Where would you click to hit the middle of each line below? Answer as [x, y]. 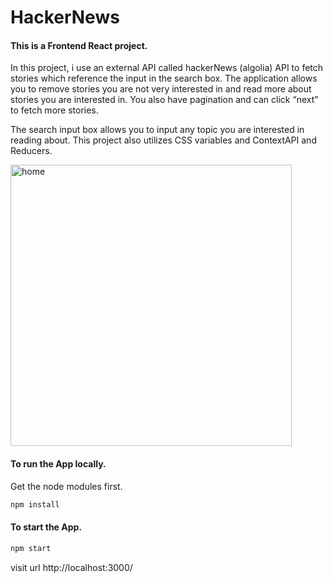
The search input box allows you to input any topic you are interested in [157, 130]
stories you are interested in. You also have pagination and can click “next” [164, 100]
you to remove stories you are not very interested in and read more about [161, 89]
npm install [35, 504]
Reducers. [31, 151]
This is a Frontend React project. [79, 45]
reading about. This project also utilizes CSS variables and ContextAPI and [163, 140]
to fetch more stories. [54, 110]
